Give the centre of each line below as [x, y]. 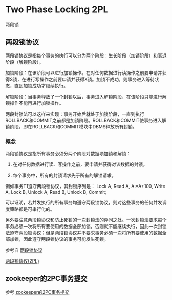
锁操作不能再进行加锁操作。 [35, 103]
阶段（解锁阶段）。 [24, 62]
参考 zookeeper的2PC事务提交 [37, 292]
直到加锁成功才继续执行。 [41, 85]
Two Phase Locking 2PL [57, 10]
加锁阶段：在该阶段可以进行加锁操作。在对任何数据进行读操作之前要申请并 [84, 72]
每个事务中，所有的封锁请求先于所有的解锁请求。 [64, 175]
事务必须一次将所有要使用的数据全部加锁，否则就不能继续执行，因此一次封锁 [86, 227]
